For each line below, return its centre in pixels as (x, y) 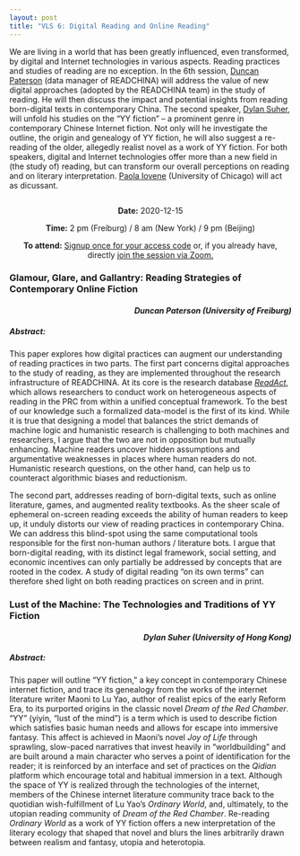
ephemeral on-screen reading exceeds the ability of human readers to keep (149, 514)
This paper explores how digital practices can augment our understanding (146, 353)
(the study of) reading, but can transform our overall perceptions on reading (149, 166)
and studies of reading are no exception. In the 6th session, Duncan (134, 71)
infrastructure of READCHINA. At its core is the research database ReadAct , (149, 382)
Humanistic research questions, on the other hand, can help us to (130, 468)
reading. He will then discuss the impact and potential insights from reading (149, 99)
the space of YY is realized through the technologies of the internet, (134, 785)
